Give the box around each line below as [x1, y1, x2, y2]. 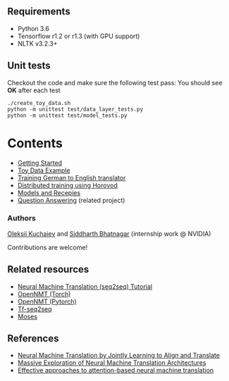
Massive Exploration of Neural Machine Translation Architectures [17, 358, 206, 367]
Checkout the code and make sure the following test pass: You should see [7, 78, 223, 87]
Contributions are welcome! [7, 243, 88, 251]
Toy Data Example [17, 165, 70, 175]
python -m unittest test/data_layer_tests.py [7, 106, 143, 113]
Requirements [7, 6, 70, 18]
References [7, 332, 59, 344]
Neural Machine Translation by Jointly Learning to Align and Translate [17, 351, 221, 360]
